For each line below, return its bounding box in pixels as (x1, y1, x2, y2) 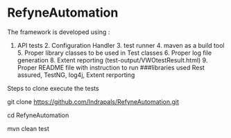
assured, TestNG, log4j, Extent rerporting (17, 71, 135, 79)
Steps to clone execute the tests (7, 84, 99, 92)
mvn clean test (7, 124, 50, 132)
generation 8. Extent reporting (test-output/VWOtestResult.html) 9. (17, 55, 208, 64)
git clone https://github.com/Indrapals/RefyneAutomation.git (7, 97, 179, 105)
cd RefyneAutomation (7, 111, 69, 119)
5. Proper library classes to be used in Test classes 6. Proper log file (17, 49, 212, 57)
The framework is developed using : (7, 28, 110, 36)
